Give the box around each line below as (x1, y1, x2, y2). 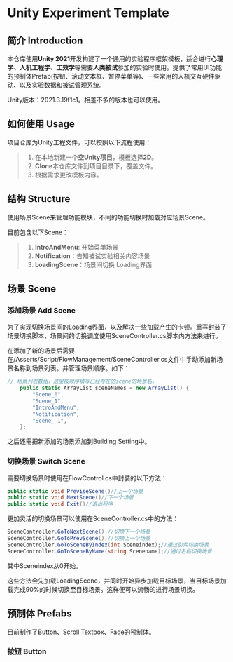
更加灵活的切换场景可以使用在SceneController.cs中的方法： (7, 514, 179, 523)
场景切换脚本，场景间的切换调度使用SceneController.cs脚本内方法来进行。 (7, 332, 222, 340)
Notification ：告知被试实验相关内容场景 (34, 251, 150, 260)
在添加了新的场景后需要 (7, 346, 75, 355)
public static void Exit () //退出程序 (7, 501, 113, 508)
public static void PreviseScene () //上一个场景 (7, 487, 143, 495)
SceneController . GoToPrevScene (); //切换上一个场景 (7, 535, 150, 542)
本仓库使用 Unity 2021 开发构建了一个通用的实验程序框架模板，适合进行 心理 (7, 55, 224, 62)
